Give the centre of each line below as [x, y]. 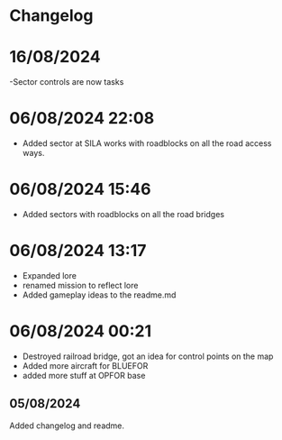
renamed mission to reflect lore [80, 285]
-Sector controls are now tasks [67, 82]
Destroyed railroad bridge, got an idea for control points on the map [148, 356]
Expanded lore [49, 275]
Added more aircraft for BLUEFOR [85, 365]
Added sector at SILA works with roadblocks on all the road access [147, 143]
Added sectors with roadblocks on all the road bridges [123, 214]
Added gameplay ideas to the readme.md [99, 295]
